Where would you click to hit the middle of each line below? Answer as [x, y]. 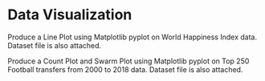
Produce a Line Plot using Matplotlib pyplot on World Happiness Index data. [132, 37]
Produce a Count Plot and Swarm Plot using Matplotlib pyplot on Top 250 [128, 61]
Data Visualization [70, 15]
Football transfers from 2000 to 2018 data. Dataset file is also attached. [125, 69]
